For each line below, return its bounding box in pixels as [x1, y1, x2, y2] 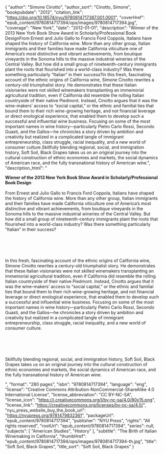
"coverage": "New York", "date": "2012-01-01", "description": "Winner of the [5, 25, 159, 31]
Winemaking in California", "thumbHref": [5, 433, 87, 439]
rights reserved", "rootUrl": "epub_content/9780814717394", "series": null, [5, 423, 155, 429]
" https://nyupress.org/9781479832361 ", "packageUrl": [5, 412, 115, 418]
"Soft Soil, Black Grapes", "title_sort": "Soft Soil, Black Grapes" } [5, 444, 135, 449]
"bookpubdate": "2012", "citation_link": [5, 9, 83, 15]
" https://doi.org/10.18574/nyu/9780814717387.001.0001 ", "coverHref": [5, 15, 145, 20]
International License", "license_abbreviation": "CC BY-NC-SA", [5, 392, 133, 397]
